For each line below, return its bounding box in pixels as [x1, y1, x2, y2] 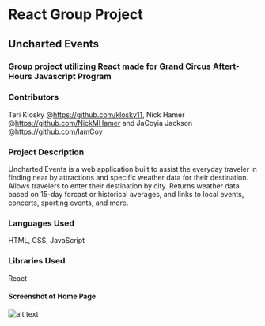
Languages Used [8, 218, 75, 229]
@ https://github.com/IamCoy [8, 127, 103, 136]
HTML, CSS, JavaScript [8, 236, 85, 245]
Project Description [8, 146, 85, 157]
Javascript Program [34, 70, 112, 81]
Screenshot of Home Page [8, 291, 97, 301]
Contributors [8, 92, 59, 103]
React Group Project [8, 6, 144, 24]
